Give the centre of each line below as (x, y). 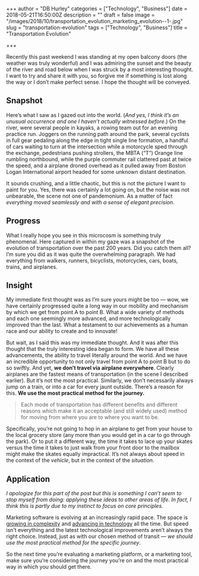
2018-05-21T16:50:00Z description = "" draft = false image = (81, 15)
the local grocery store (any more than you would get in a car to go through (98, 435)
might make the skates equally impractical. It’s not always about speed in (95, 454)
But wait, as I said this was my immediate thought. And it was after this (92, 343)
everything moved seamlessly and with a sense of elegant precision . (90, 202)
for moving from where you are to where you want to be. (90, 417)
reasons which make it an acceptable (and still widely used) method (104, 411)
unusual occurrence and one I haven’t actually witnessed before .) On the (96, 121)
